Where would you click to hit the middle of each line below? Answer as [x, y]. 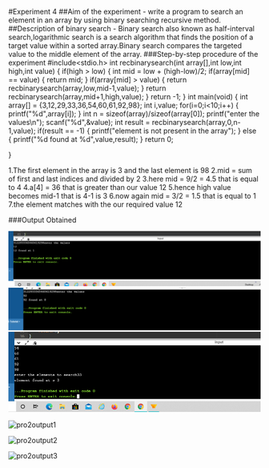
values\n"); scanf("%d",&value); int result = [79, 122]
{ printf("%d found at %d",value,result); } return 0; [91, 139]
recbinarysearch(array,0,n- [197, 122]
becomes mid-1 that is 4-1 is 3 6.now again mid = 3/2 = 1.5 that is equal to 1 [132, 196]
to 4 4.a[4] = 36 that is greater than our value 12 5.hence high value [120, 187]
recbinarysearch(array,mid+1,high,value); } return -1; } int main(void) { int [128, 97]
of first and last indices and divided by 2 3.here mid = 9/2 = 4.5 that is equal [133, 179]
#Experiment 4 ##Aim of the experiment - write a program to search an [126, 12]
